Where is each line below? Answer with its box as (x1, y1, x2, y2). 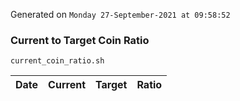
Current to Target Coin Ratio (10, 33, 150, 47)
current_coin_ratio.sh (10, 56, 105, 66)
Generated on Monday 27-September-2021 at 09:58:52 (10, 9, 231, 20)
